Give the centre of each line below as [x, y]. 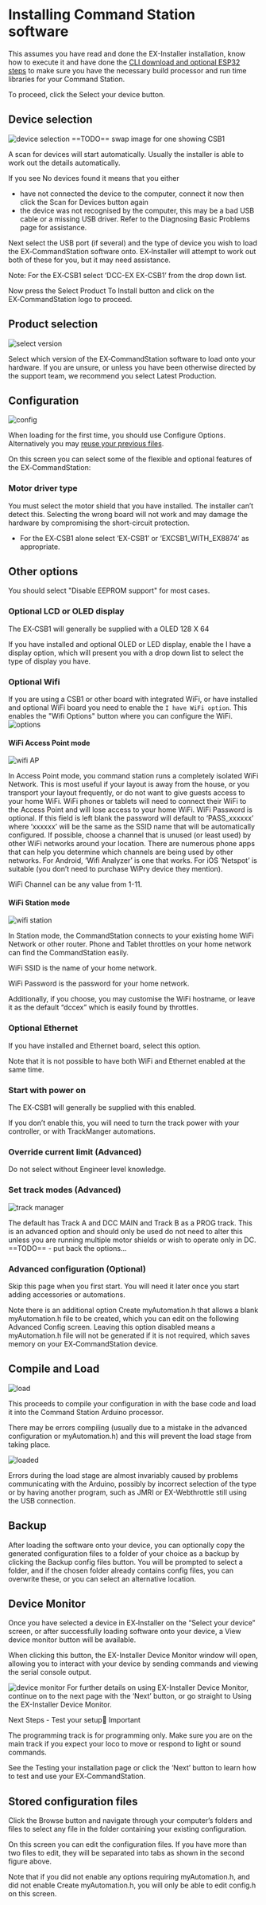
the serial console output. [50, 1672]
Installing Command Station [102, 15]
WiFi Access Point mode [49, 743]
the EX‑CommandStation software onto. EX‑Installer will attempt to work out [132, 251]
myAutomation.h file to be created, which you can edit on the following [124, 1318]
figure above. [30, 1861]
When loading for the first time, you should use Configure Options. [117, 435]
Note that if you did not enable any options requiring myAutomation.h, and [129, 1877]
